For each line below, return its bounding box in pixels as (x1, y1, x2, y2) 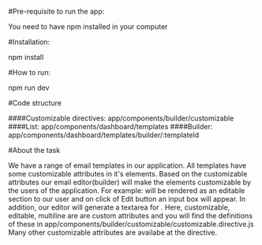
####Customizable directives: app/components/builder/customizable (8, 113, 234, 123)
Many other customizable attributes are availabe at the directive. (8, 228, 218, 237)
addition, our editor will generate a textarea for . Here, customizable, (8, 202, 230, 212)
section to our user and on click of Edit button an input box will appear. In (8, 195, 246, 203)
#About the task (8, 146, 61, 154)
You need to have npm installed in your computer (8, 22, 168, 31)
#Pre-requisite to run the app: (8, 7, 105, 16)
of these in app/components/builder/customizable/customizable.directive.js (8, 220, 254, 228)
